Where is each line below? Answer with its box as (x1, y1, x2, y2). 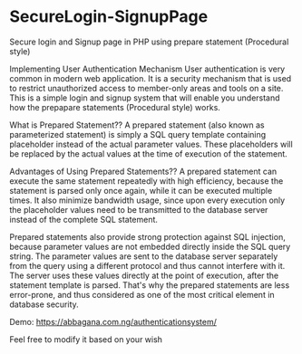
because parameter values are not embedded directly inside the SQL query (9, 241, 291, 252)
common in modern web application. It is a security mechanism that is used (9, 72, 292, 83)
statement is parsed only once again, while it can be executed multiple (9, 185, 273, 196)
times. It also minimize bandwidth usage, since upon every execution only (9, 195, 286, 206)
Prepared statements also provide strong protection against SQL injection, (9, 231, 286, 242)
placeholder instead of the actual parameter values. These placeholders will (9, 139, 293, 149)
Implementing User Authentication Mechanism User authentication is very (9, 63, 286, 74)
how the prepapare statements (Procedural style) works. (9, 101, 220, 112)
